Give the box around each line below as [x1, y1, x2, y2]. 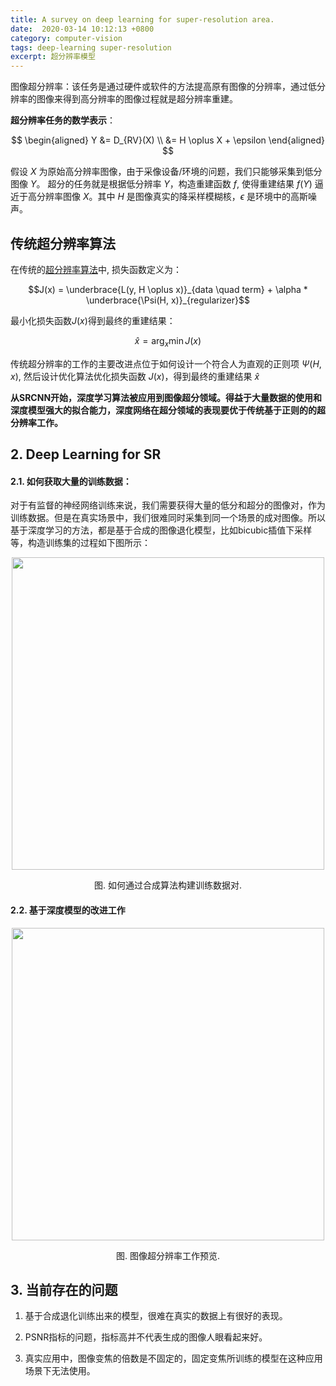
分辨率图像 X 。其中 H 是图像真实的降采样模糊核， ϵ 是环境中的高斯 [36, 191, 309, 203]
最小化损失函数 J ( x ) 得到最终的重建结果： [10, 314, 176, 326]
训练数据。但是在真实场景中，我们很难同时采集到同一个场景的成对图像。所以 [10, 512, 326, 524]
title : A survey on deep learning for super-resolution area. [10, 14, 275, 25]
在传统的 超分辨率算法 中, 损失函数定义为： [10, 263, 182, 275]
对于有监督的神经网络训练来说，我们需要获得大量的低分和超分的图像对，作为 [10, 499, 326, 511]
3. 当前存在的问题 [10, 1281, 118, 1298]
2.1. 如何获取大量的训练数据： [10, 475, 132, 487]
